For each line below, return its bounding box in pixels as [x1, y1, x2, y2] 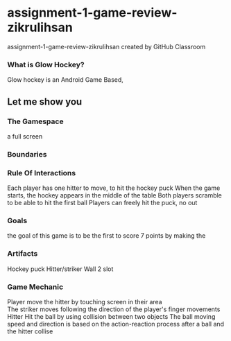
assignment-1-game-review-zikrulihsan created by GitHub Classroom [7, 42, 206, 51]
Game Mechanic [7, 282, 64, 292]
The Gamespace [7, 116, 64, 126]
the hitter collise [7, 327, 53, 335]
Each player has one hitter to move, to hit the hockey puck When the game [7, 184, 221, 192]
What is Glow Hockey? [7, 60, 85, 69]
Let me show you [7, 96, 83, 107]
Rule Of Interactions [7, 168, 76, 177]
